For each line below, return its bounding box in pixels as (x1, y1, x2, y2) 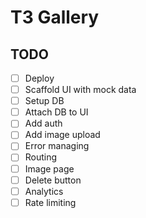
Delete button (24, 174, 82, 186)
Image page (24, 162, 75, 175)
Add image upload (24, 129, 101, 141)
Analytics (24, 185, 64, 197)
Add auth (24, 117, 63, 130)
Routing (24, 151, 58, 163)
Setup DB (24, 95, 65, 107)
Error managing (24, 140, 90, 152)
